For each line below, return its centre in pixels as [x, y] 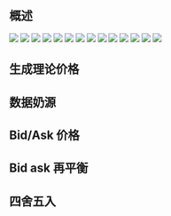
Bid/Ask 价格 [44, 135]
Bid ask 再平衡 [49, 168]
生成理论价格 [44, 69]
